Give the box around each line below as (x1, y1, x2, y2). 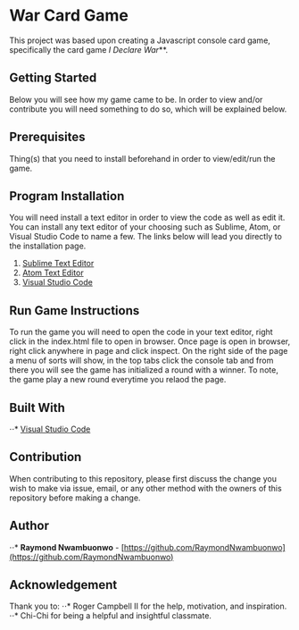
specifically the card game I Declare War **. (9, 44, 169, 55)
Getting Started (9, 71, 97, 86)
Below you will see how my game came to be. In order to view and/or (9, 94, 263, 105)
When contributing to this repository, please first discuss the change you (9, 473, 277, 483)
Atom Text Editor (21, 267, 84, 278)
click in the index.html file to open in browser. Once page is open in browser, (9, 336, 291, 347)
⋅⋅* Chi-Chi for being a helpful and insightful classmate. (9, 610, 212, 621)
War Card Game (9, 5, 129, 26)
